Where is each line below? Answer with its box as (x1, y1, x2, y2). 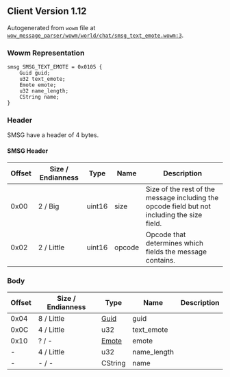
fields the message (146, 247, 207, 256)
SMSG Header (7, 147, 49, 155)
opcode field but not (146, 202, 211, 211)
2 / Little (38, 243, 65, 252)
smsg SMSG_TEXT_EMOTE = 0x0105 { (7, 64, 103, 71)
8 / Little (38, 313, 65, 323)
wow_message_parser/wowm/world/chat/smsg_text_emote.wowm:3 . (7, 31, 184, 39)
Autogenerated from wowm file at (7, 23, 96, 32)
